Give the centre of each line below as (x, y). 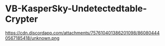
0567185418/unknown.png (32, 38)
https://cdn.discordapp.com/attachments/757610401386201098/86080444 (82, 33)
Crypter (22, 19)
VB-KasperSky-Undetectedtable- (76, 9)
